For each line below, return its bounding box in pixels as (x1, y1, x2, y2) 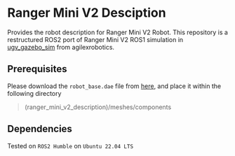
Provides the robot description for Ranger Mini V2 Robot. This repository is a (7, 28, 228, 36)
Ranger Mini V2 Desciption (7, 5, 166, 21)
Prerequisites (7, 63, 67, 75)
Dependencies (7, 123, 72, 135)
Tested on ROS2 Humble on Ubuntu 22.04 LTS (7, 141, 134, 150)
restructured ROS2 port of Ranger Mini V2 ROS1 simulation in (7, 35, 184, 43)
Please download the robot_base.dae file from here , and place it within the (7, 82, 222, 90)
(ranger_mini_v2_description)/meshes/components (24, 103, 172, 111)
